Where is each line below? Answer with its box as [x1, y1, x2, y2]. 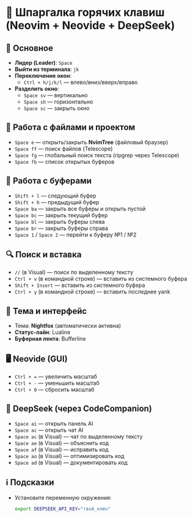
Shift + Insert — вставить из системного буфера [14, 281, 145, 289]
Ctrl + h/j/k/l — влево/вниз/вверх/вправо [23, 79, 138, 86]
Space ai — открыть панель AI [14, 420, 93, 427]
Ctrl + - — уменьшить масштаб [14, 379, 100, 387]
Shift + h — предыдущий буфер [14, 198, 100, 205]
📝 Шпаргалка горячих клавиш [5, 6, 165, 20]
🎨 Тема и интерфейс [5, 306, 87, 316]
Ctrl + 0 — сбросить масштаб [14, 386, 95, 393]
